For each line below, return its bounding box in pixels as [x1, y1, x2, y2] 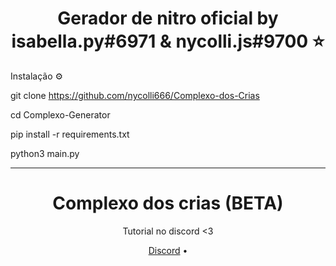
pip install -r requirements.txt [10, 128, 130, 140]
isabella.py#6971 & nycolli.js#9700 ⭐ [11, 30, 325, 53]
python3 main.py [10, 147, 80, 159]
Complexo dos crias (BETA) [52, 192, 284, 215]
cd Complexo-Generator [10, 108, 111, 121]
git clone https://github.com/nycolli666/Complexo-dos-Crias [10, 89, 260, 101]
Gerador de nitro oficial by [57, 7, 279, 30]
